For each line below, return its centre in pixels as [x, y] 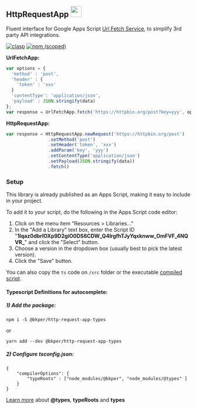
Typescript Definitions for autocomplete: [57, 292]
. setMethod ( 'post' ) [72, 139]
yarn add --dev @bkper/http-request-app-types [64, 341]
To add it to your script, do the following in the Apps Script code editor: [92, 212]
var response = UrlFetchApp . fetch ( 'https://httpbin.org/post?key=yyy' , [95, 112]
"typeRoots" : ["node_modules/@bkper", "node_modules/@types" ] [107, 378]
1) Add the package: [31, 305]
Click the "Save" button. [44, 261]
